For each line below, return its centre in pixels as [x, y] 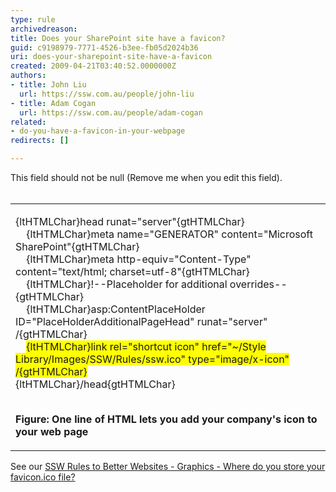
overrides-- [258, 284]
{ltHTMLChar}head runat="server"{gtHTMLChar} [130, 221]
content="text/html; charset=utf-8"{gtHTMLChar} [132, 271]
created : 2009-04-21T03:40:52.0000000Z [93, 66]
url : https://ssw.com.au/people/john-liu [107, 94]
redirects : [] [40, 141]
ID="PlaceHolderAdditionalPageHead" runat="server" [141, 321]
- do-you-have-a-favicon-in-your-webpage [98, 131]
